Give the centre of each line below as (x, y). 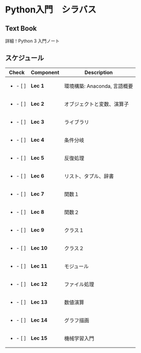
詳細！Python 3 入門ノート (33, 41)
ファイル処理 (79, 284)
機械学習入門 (79, 338)
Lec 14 (39, 320)
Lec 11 (39, 266)
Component (45, 72)
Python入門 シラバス (51, 10)
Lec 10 (39, 248)
